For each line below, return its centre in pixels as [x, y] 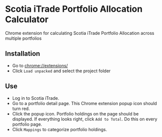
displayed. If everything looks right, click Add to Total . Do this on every [85, 119]
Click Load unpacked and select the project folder [61, 71]
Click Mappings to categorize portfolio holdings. [59, 129]
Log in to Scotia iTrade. [36, 98]
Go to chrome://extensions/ [40, 65]
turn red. [21, 109]
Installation [23, 54]
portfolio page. [27, 124]
